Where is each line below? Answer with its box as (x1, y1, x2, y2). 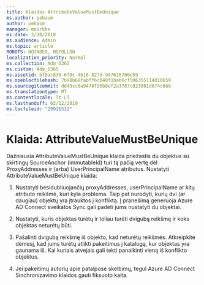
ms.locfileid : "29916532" (6, 105, 72, 112)
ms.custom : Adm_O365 (6, 66, 59, 72)
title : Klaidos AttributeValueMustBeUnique (6, 9, 119, 15)
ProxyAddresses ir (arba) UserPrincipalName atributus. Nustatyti (6, 165, 170, 173)
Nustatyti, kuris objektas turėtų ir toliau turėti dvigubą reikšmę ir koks (15, 215, 190, 222)
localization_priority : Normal (6, 55, 86, 61)
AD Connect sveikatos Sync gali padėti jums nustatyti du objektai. (15, 203, 182, 211)
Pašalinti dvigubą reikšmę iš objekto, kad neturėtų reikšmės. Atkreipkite (15, 234, 196, 241)
